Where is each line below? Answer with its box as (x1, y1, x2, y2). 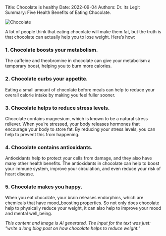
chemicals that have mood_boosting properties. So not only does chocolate (5, 200, 160, 206)
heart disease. (5, 171, 35, 177)
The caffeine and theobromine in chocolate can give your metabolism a (5, 58, 151, 64)
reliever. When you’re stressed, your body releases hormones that (5, 121, 140, 127)
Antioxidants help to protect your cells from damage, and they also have (5, 155, 152, 161)
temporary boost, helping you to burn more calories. (5, 63, 112, 69)
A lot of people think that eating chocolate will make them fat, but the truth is (5, 29, 162, 34)
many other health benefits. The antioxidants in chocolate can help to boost (5, 160, 160, 166)
